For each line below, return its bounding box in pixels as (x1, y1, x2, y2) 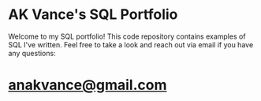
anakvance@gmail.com (8, 77, 167, 94)
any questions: (8, 48, 57, 58)
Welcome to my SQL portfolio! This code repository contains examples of (8, 32, 246, 41)
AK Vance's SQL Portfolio (8, 6, 178, 24)
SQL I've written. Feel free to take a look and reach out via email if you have (8, 39, 254, 49)
